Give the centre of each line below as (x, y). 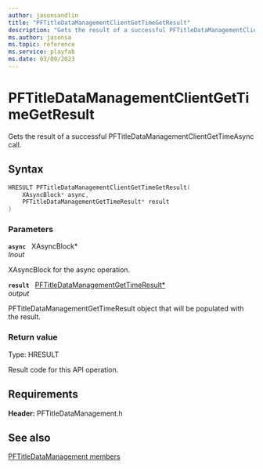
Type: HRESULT (34, 354)
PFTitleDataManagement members (64, 456)
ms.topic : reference (42, 45)
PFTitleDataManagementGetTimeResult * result (96, 202)
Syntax (26, 169)
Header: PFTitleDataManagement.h (65, 413)
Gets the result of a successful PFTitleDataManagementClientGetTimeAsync (131, 136)
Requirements (43, 394)
